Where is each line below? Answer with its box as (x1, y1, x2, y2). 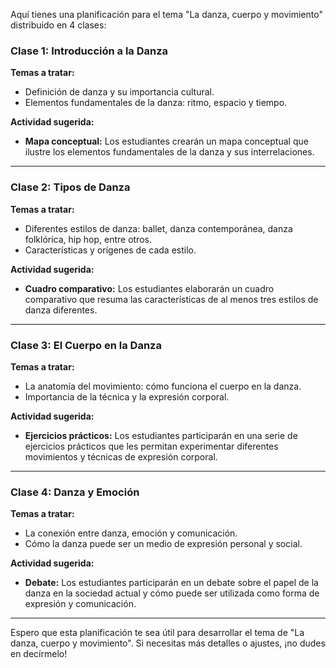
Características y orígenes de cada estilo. (24, 244, 197, 256)
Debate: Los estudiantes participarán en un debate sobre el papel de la (24, 577, 319, 589)
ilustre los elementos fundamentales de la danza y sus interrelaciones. (24, 146, 315, 158)
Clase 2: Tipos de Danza (10, 180, 131, 194)
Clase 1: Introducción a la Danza (10, 44, 169, 58)
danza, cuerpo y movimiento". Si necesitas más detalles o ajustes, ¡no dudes (10, 637, 326, 649)
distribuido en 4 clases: (10, 19, 107, 31)
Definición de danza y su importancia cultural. (24, 86, 215, 98)
